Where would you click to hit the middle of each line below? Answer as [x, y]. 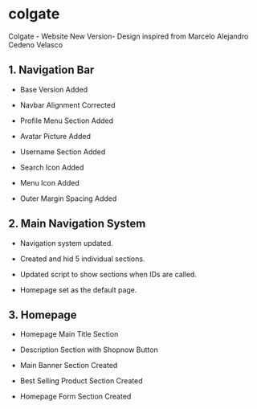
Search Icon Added [52, 167]
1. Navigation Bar [51, 70]
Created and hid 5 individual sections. [82, 259]
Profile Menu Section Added [67, 121]
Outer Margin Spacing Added [68, 198]
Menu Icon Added [49, 182]
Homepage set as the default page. [78, 289]
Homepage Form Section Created [75, 397]
